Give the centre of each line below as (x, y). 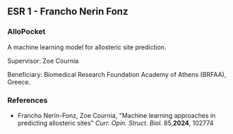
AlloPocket (26, 32)
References (28, 100)
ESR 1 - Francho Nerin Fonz (68, 12)
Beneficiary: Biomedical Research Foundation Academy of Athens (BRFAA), (117, 74)
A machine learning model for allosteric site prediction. (87, 47)
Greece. (19, 82)
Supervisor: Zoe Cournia (43, 61)
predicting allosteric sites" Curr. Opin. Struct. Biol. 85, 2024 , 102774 (115, 123)
